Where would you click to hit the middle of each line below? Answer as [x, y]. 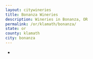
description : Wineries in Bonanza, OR [46, 19]
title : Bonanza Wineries [32, 15]
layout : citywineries [28, 10]
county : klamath [22, 33]
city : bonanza [20, 38]
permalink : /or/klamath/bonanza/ [41, 24]
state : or [16, 29]
